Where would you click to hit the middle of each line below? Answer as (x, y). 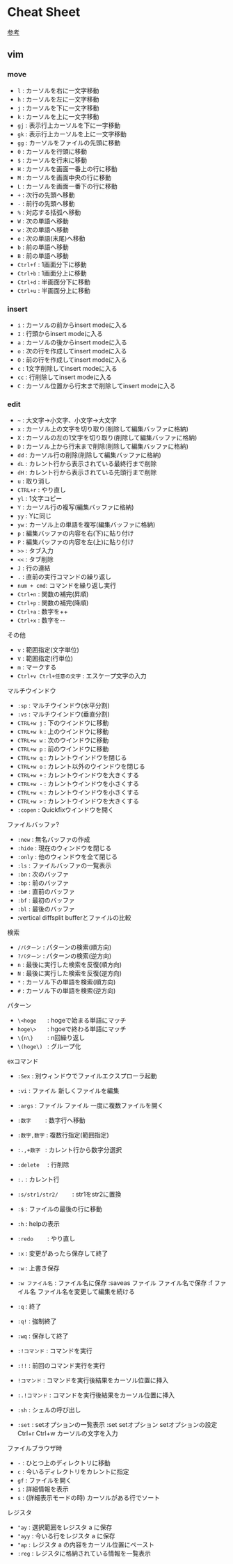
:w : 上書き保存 (39, 1268)
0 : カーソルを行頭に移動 (52, 151)
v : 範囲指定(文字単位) (48, 650)
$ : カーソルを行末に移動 (52, 160)
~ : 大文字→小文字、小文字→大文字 (67, 420)
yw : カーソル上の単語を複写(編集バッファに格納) (86, 525)
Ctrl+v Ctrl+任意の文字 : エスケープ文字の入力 (82, 676)
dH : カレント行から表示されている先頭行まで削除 (87, 472)
